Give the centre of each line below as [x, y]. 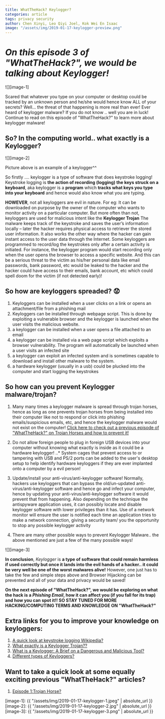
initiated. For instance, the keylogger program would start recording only [79, 249]
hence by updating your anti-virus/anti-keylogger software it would [80, 493]
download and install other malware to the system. [63, 361]
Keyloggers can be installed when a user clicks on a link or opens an [82, 303]
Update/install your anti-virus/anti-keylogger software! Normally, [78, 478]
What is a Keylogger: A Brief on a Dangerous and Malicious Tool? [78, 651]
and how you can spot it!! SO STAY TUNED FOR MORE [61, 600]
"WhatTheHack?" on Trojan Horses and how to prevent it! [70, 433]
